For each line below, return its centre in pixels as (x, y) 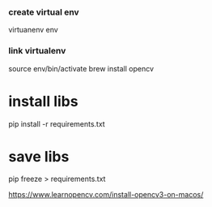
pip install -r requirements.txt (57, 123)
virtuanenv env (33, 30)
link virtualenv (37, 51)
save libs (39, 156)
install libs (43, 101)
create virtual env (44, 12)
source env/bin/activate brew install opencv (81, 68)
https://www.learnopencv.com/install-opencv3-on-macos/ (106, 195)
